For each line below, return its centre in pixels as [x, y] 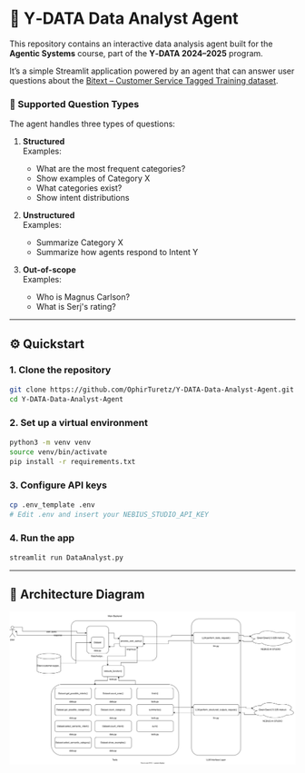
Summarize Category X [80, 243]
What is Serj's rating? [76, 307]
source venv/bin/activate [58, 452]
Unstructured [49, 215]
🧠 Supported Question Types [74, 104]
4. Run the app [42, 538]
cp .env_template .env [52, 505]
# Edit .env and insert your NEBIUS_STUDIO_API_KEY [109, 514]
